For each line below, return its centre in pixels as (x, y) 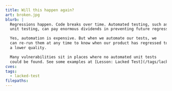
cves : (11, 66)
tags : (11, 71)
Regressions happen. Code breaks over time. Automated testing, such (85, 24)
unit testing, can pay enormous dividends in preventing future (80, 29)
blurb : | (15, 19)
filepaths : (17, 81)
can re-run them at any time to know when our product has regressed (85, 43)
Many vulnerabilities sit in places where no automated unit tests (83, 57)
